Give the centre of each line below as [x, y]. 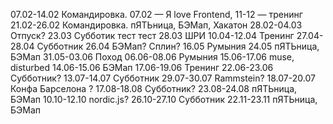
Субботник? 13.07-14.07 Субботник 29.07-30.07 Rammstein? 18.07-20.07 [163, 78]
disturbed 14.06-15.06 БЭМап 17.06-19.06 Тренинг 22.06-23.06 [142, 67]
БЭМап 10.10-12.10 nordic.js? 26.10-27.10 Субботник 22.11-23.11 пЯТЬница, [164, 99]
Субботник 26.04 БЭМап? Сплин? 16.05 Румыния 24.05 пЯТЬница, [178, 46]
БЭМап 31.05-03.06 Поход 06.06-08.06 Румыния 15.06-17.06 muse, [152, 57]
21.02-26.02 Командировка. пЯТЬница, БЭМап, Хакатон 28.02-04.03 [156, 25]
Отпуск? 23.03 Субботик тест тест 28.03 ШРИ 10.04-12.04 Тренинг [152, 35]
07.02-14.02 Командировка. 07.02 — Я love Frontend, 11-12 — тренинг [156, 14]
